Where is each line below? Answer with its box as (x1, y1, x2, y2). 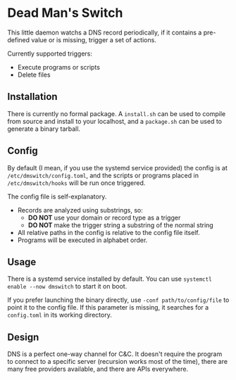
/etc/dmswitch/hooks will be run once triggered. (7, 178, 146, 187)
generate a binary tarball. (7, 125, 81, 133)
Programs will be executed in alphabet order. (17, 236, 148, 244)
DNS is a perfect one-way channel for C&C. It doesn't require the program (7, 350, 223, 358)
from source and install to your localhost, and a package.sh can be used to (7, 117, 223, 125)
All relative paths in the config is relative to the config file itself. (17, 228, 200, 236)
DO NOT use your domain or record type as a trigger (27, 213, 181, 222)
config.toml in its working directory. (7, 311, 113, 319)
